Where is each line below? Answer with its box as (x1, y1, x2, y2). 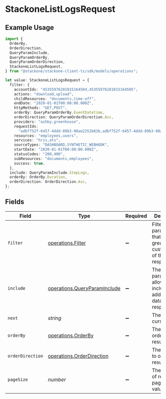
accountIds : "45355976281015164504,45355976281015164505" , (14, 87, 138, 92)
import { (5, 36, 23, 41)
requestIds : (14, 124, 39, 129)
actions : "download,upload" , (14, 91, 74, 96)
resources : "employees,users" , (14, 133, 79, 138)
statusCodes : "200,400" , (14, 152, 65, 157)
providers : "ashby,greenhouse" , (14, 119, 81, 124)
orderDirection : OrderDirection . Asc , (9, 179, 87, 184)
